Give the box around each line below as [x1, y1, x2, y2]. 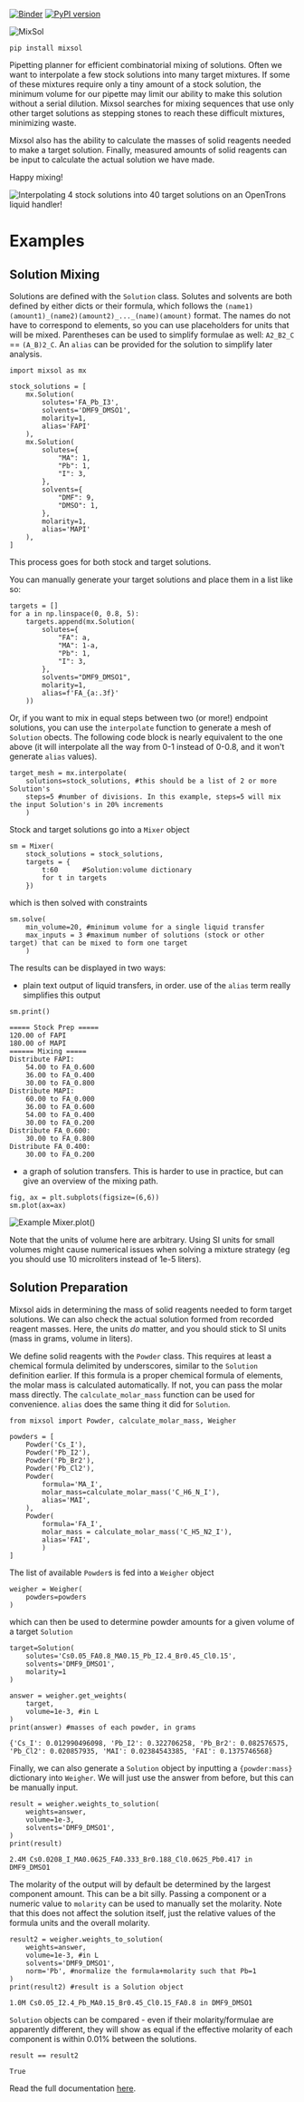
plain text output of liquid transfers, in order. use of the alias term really [22, 980, 291, 990]
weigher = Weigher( [9, 1584, 83, 1593]
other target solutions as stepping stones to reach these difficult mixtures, [9, 108, 285, 118]
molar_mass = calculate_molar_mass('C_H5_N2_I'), [42, 1527, 233, 1536]
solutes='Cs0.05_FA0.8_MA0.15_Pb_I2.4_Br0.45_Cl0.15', [25, 1651, 237, 1660]
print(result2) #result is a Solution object [9, 1982, 184, 1991]
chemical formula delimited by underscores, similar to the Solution [9, 1360, 258, 1371]
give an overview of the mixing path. [22, 1175, 158, 1186]
